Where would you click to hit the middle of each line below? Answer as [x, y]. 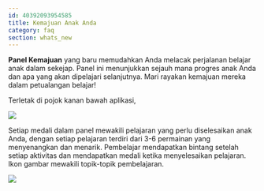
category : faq [32, 30]
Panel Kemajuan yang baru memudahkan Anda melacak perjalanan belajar [130, 60]
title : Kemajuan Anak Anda [52, 23]
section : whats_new [40, 37]
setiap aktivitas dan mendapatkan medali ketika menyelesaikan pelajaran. [127, 155]
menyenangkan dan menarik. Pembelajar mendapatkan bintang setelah [123, 148]
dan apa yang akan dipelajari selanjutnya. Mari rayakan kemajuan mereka [127, 77]
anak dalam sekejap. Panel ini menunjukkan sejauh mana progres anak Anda [132, 69]
